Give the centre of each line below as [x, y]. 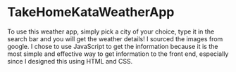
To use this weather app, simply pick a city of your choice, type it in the [111, 31]
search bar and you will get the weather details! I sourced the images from [115, 38]
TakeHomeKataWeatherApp [91, 12]
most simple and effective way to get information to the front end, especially [118, 54]
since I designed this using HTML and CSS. [70, 61]
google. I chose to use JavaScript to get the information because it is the [113, 46]
